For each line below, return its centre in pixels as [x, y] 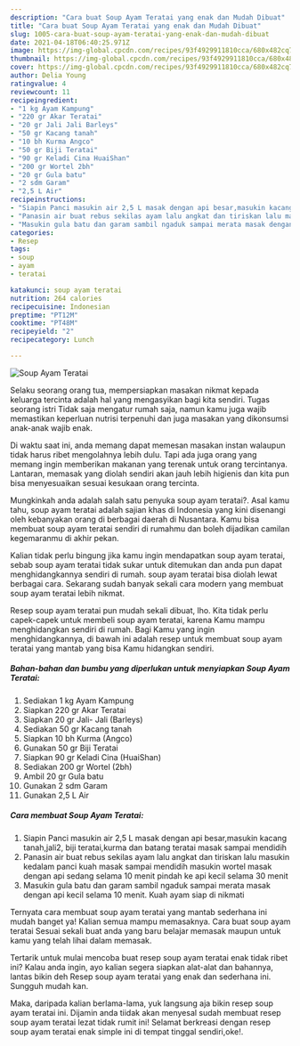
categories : [32, 232]
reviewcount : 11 [40, 92]
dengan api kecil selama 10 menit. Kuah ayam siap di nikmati [134, 895]
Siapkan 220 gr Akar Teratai [74, 709]
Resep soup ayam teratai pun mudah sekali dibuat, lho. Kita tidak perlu [139, 610]
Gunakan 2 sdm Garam [65, 785]
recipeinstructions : [49, 200]
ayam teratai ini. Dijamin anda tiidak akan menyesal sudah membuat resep [146, 1012]
